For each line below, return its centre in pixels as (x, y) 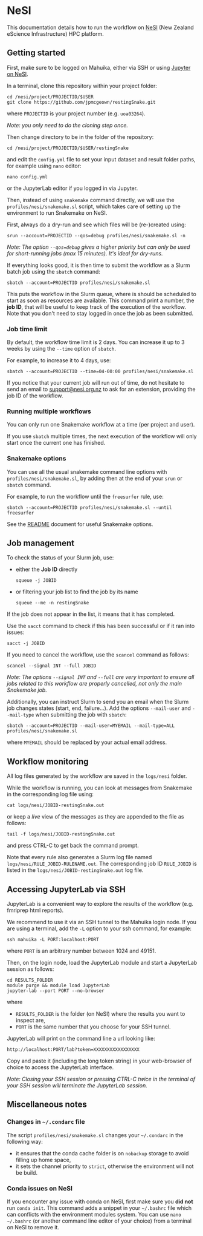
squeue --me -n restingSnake (52, 603)
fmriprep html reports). (35, 910)
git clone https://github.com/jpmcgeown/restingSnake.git (81, 102)
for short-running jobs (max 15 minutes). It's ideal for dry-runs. (85, 253)
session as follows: (31, 969)
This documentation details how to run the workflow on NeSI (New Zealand (100, 27)
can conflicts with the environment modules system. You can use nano (94, 1215)
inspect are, (31, 1021)
